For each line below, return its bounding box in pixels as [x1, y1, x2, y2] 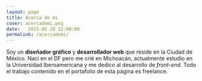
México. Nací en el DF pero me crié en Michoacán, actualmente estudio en [6, 55, 193, 62]
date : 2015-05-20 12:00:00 [6, 26, 80, 32]
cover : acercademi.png [6, 20, 64, 26]
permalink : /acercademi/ [6, 32, 69, 38]
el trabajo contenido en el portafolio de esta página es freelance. [6, 68, 168, 75]
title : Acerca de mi [6, 15, 59, 21]
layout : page [6, 9, 39, 15]
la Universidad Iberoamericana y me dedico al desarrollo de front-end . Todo [6, 62, 197, 69]
